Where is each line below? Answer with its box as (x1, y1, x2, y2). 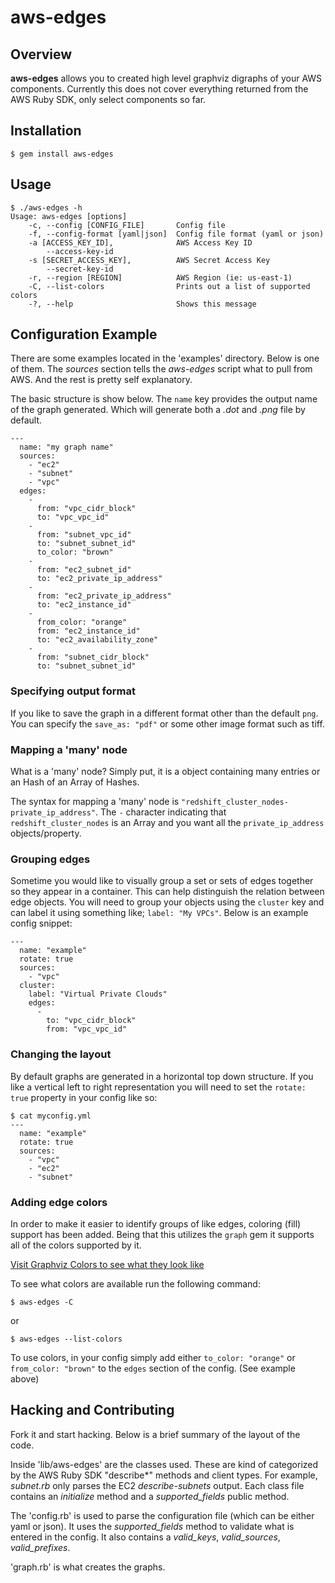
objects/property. (10, 827, 82, 840)
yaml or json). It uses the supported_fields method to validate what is (10, 1520, 295, 1532)
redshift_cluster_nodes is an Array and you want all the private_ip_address (10, 817, 325, 829)
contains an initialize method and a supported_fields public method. (10, 1490, 290, 1502)
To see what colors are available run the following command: (10, 1277, 261, 1290)
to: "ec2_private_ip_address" (36, 574, 163, 584)
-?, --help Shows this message (28, 299, 257, 309)
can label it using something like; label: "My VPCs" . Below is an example (10, 907, 309, 919)
